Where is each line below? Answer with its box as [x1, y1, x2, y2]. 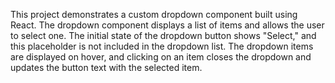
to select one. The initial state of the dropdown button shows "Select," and [10, 30, 317, 41]
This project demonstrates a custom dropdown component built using [10, 9, 298, 20]
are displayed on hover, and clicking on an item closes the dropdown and [10, 51, 312, 63]
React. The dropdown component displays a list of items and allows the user [10, 19, 325, 31]
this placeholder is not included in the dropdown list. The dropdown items [10, 40, 314, 52]
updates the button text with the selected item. [10, 62, 203, 73]
